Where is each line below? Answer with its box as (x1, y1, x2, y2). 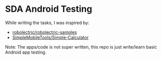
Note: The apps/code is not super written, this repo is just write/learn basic (5, 44, 158, 50)
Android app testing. (5, 49, 47, 55)
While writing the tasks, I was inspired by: (5, 20, 90, 26)
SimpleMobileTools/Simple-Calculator (12, 34, 89, 40)
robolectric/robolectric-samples (12, 29, 77, 35)
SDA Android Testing (5, 3, 93, 15)
